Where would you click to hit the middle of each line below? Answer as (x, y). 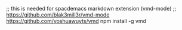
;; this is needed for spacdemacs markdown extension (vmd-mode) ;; (91, 9)
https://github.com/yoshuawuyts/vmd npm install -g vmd (76, 21)
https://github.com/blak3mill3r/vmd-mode (58, 15)
